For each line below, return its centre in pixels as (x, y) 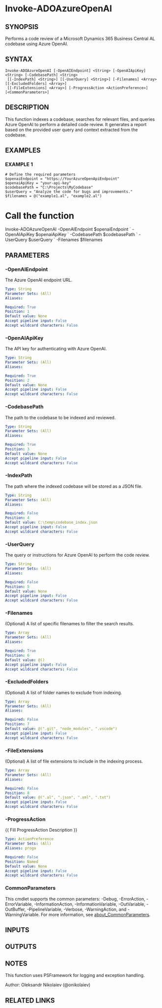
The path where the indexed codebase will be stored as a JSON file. (74, 486)
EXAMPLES (23, 151)
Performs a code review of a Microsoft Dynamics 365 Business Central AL (80, 38)
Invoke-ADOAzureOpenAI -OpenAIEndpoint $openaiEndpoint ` (68, 229)
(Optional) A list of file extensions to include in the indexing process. (74, 761)
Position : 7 (17, 724)
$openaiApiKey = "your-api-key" (38, 183)
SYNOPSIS (22, 27)
